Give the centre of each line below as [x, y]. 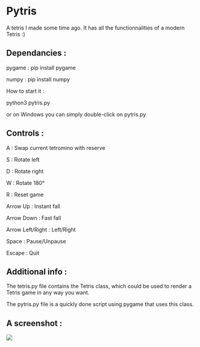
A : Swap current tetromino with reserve [56, 148]
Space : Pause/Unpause [36, 241]
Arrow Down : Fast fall [34, 217]
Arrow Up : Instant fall [33, 206]
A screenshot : [34, 323]
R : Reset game [25, 195]
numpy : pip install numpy [38, 79]
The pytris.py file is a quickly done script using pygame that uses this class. [100, 304]
